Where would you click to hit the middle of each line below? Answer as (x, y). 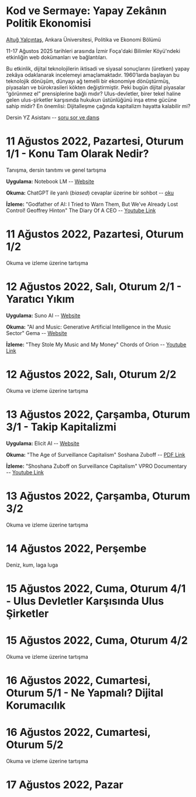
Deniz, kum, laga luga (32, 565)
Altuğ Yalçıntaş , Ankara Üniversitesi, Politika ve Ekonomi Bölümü (84, 39)
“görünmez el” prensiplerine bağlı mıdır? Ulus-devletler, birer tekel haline (94, 93)
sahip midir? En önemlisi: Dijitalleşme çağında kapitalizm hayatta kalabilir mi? (98, 106)
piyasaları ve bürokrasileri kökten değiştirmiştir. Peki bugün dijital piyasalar (96, 87)
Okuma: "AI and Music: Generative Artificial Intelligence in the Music (89, 327)
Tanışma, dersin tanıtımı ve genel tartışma (56, 170)
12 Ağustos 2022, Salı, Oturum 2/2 (91, 374)
